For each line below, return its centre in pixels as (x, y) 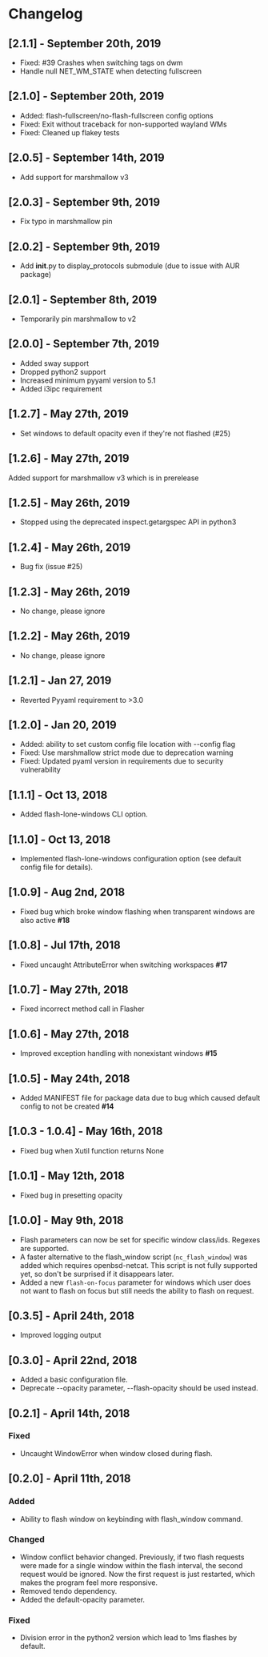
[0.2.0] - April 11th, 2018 (70, 1479)
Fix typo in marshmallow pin (66, 222)
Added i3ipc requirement (61, 388)
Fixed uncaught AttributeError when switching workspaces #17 (124, 965)
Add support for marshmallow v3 (74, 177)
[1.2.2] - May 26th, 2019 (69, 636)
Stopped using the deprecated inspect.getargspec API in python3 (128, 522)
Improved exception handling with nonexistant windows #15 (118, 1053)
